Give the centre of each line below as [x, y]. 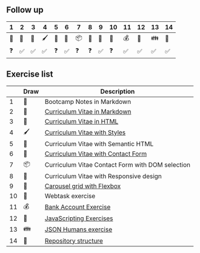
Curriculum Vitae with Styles [85, 133]
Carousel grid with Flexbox [83, 186]
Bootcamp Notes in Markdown [88, 102]
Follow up [25, 10]
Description [118, 91]
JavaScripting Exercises [79, 218]
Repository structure [74, 241]
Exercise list [30, 75]
